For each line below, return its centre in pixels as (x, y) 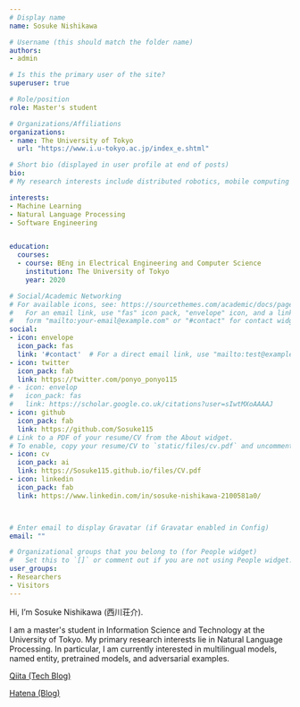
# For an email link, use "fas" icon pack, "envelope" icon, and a (142, 313)
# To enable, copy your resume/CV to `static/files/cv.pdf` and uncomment (151, 446)
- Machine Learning (46, 206)
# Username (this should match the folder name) (101, 42)
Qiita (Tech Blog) (40, 676)
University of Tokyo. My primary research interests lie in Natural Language (146, 639)
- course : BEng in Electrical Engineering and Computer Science (139, 264)
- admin (24, 59)
